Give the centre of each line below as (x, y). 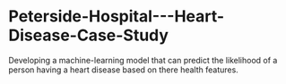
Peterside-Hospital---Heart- (117, 17)
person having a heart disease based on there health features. (123, 70)
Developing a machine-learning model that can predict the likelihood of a (143, 60)
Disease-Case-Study (89, 35)
